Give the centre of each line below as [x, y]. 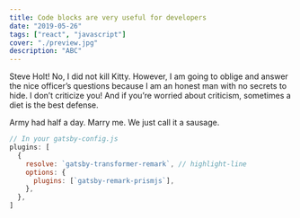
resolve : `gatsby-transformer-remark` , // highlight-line [136, 164]
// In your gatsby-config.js [64, 139]
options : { [46, 172]
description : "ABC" [46, 51]
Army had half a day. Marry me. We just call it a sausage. [115, 123]
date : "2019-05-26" [46, 26]
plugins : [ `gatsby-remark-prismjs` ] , [104, 180]
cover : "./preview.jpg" [54, 43]
